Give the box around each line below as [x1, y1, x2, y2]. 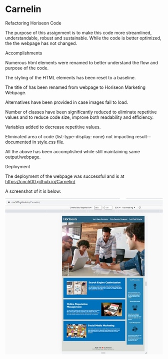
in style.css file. [32, 139, 65, 145]
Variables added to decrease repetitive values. [5, 124, 101, 130]
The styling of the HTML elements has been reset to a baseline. [5, 74, 136, 80]
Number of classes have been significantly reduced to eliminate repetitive [5, 109, 157, 115]
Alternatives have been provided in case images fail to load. [5, 99, 128, 105]
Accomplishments [5, 50, 42, 56]
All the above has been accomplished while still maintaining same [5, 148, 140, 154]
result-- [135, 133, 151, 139]
